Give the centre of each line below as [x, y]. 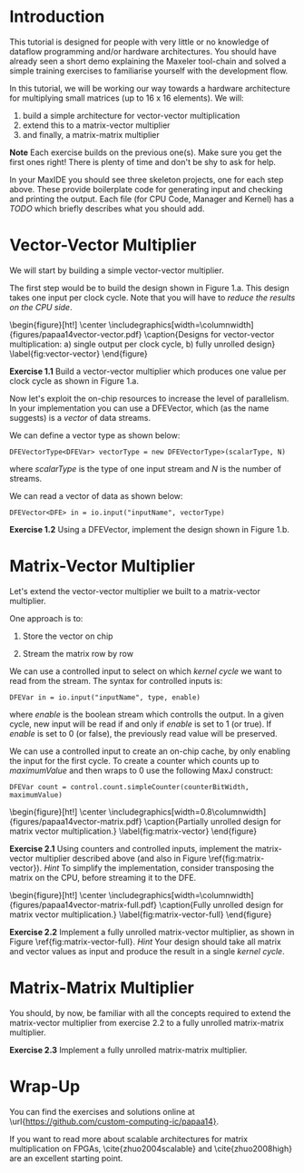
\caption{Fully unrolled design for [221, 904]
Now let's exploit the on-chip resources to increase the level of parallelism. [149, 398]
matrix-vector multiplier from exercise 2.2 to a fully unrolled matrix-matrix [147, 1022]
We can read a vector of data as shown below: [96, 495]
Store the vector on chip [68, 636]
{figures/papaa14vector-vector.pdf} [76, 334]
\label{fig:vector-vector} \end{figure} [78, 353]
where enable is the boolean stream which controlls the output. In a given [147, 714]
